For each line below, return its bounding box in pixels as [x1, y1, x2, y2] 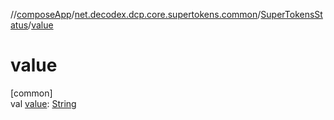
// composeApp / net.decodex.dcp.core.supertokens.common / [10, 9, 262, 20]
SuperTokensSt [260, 9, 323, 20]
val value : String [10, 97, 77, 109]
